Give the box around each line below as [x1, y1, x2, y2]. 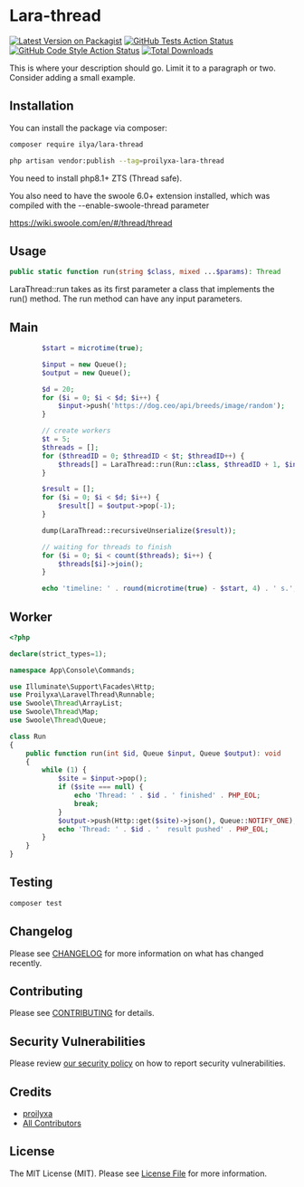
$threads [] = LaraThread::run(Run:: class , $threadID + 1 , [57, 460, 281, 469]
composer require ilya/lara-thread [9, 139, 144, 149]
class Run [9, 732, 47, 741]
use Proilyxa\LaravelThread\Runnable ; [9, 690, 156, 699]
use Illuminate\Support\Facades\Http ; [9, 682, 156, 691]
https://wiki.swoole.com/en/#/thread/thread [9, 217, 173, 228]
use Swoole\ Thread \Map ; [9, 707, 100, 717]
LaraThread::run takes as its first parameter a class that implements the [9, 284, 275, 295]
